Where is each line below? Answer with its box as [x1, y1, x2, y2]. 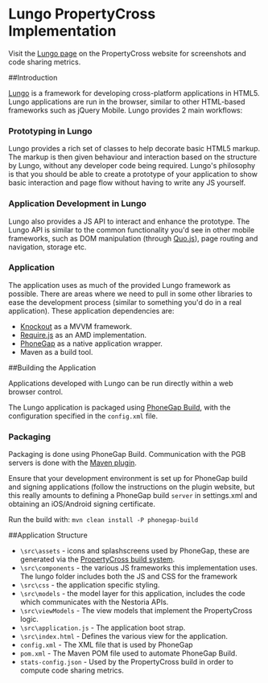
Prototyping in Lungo [8, 125, 93, 137]
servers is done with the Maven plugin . [8, 458, 137, 467]
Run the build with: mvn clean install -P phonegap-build [8, 515, 199, 525]
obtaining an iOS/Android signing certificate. [8, 500, 155, 509]
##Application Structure [8, 530, 89, 540]
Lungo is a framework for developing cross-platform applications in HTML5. [8, 88, 260, 97]
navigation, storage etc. [8, 242, 87, 252]
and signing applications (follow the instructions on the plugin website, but [8, 482, 255, 492]
